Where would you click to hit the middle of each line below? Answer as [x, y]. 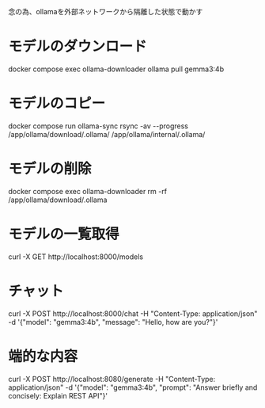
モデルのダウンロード [78, 47]
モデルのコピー [57, 103]
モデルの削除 [50, 169]
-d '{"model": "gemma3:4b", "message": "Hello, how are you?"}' [113, 322]
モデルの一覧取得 [64, 234]
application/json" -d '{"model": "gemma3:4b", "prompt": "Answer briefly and [133, 387]
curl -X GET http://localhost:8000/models [76, 257]
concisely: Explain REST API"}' [58, 395]
